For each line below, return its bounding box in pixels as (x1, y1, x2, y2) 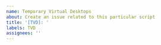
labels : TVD (6, 25, 36, 31)
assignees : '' (6, 30, 42, 36)
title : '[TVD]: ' (6, 19, 49, 25)
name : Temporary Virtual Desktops (6, 8, 92, 15)
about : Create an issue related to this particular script (6, 14, 156, 20)
